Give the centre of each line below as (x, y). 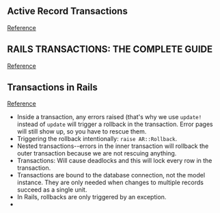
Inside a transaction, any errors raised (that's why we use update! (109, 117)
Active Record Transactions (67, 11)
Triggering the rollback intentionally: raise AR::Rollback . (97, 139)
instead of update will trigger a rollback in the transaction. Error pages (115, 124)
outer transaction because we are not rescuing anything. (97, 153)
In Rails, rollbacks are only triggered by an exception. (92, 197)
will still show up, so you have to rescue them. (82, 131)
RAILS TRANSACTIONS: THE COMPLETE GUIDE (110, 50)
